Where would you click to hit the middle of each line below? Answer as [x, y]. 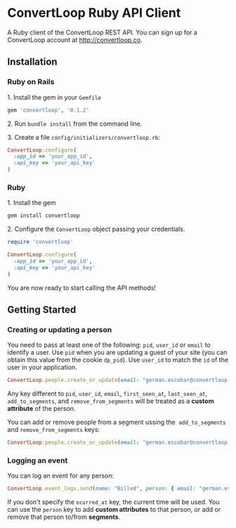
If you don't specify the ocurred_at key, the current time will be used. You [113, 502]
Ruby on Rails [31, 82]
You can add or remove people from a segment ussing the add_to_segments [117, 422]
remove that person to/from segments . [64, 517]
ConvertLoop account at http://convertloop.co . [75, 39]
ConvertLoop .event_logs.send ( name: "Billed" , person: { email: [102, 489]
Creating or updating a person [60, 329]
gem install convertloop [44, 216]
